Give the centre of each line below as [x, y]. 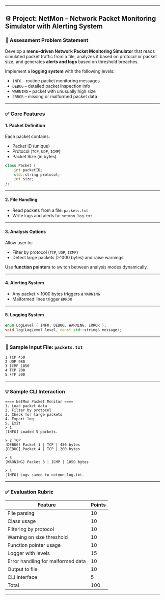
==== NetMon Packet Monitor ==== [39, 402]
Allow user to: [19, 242]
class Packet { [21, 166]
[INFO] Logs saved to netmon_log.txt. [45, 475]
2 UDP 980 [15, 362]
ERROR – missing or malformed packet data [55, 96]
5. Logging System [25, 315]
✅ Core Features [25, 114]
